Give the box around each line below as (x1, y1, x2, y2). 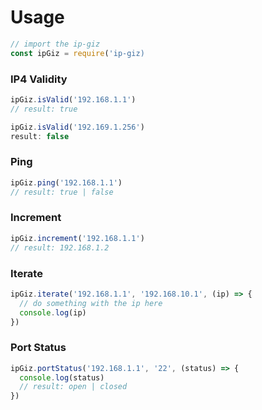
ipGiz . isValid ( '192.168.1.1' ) (10, 94, 137, 105)
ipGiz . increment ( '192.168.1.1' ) (10, 233, 145, 243)
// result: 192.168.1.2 (10, 242, 110, 253)
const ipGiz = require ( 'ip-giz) (10, 48, 145, 58)
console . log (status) (19, 372, 105, 383)
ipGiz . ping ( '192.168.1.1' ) (10, 177, 123, 188)
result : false (10, 131, 70, 141)
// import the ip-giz (10, 39, 101, 49)
